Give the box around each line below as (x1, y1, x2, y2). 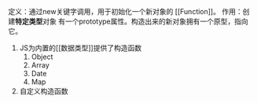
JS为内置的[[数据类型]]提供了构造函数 (19, 43, 142, 53)
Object (31, 52, 53, 61)
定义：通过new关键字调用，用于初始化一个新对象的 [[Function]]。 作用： (8, 7, 243, 16)
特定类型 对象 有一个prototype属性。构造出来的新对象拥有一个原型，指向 (15, 17, 249, 26)
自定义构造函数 (19, 86, 68, 96)
